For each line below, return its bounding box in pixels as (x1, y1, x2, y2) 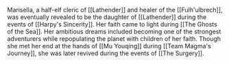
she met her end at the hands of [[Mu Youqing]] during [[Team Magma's (7, 42, 211, 50)
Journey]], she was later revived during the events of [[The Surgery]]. (7, 49, 204, 57)
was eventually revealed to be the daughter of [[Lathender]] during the (7, 13, 207, 21)
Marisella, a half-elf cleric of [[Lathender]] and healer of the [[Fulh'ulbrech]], (7, 6, 223, 14)
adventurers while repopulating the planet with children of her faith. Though (7, 35, 221, 43)
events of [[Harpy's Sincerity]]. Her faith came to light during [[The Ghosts (7, 20, 217, 28)
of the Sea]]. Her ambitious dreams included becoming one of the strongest (7, 27, 221, 35)
